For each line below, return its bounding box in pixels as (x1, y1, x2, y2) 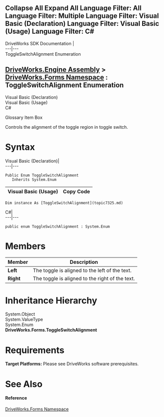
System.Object (5, 311, 35, 317)
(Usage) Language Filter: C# (5, 27, 94, 36)
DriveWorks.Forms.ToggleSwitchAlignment (5, 327, 97, 333)
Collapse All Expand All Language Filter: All (5, 4, 142, 12)
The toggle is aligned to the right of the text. (33, 275, 135, 282)
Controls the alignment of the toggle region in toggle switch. (5, 124, 128, 130)
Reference (5, 395, 27, 401)
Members (5, 241, 46, 251)
